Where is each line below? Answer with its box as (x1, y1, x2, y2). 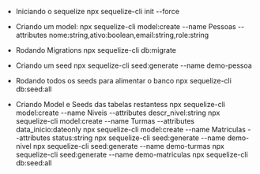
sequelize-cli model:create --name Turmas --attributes (15, 117, 195, 125)
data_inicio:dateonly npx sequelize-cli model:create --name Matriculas (15, 125, 247, 134)
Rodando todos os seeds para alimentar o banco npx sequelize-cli (15, 76, 232, 85)
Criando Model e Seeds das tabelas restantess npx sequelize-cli (15, 100, 225, 109)
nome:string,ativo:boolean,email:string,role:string (48, 31, 209, 39)
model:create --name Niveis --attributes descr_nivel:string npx (15, 108, 220, 117)
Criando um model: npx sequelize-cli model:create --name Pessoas (15, 22, 236, 31)
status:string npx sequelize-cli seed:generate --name (51, 133, 226, 143)
